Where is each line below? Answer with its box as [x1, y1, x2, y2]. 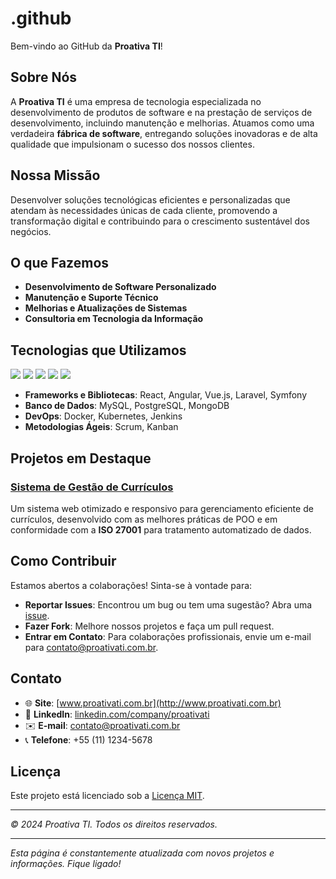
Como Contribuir [10, 553, 117, 570]
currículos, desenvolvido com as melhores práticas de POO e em [10, 513, 278, 525]
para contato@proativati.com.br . [24, 641, 159, 653]
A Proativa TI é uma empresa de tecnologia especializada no [10, 95, 262, 107]
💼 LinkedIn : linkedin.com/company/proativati [24, 708, 210, 720]
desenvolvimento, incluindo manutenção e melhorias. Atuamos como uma [10, 117, 315, 129]
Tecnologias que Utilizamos [10, 342, 187, 359]
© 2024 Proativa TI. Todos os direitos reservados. [10, 818, 218, 831]
